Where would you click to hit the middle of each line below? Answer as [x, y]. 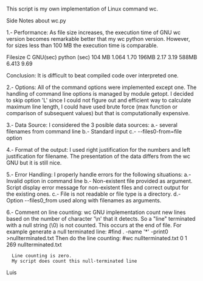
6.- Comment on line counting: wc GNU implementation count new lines [96, 212]
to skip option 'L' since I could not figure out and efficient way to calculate [99, 100]
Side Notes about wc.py [36, 20]
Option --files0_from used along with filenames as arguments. [84, 200]
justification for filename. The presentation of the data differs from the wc [98, 156]
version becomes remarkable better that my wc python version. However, [98, 39]
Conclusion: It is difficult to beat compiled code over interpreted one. [93, 75]
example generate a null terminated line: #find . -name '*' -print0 [87, 232]
